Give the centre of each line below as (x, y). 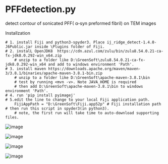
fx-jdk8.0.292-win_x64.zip (34, 56)
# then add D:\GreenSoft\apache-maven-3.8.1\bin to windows (79, 86)
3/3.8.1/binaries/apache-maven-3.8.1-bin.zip (54, 73)
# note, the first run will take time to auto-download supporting (87, 113)
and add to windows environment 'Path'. (91, 64)
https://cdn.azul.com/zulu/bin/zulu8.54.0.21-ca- (110, 51)
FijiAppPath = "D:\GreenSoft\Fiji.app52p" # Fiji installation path (88, 104)
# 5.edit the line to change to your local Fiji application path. (78, 99)
